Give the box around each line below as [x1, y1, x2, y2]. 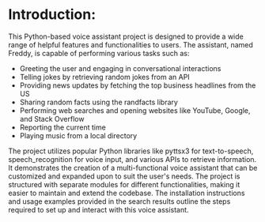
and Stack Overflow [19, 114, 85, 123]
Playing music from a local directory [19, 130, 138, 140]
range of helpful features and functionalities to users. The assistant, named [8, 40, 253, 49]
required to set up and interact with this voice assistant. [8, 205, 189, 214]
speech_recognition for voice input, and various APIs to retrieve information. [8, 154, 257, 164]
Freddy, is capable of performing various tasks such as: [8, 48, 190, 58]
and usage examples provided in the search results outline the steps [8, 196, 231, 206]
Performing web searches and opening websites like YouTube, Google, [19, 105, 251, 115]
